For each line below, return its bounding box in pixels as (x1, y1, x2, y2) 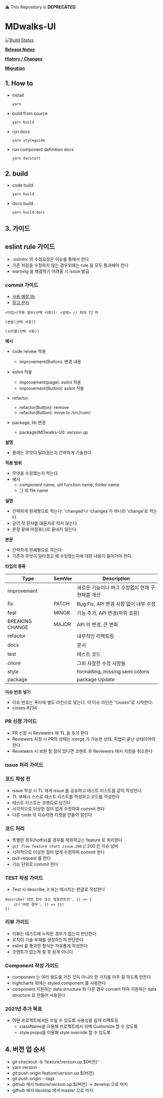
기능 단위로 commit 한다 (12, 861, 58, 867)
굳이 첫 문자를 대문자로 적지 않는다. (12, 520, 79, 526)
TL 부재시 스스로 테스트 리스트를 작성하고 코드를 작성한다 (12, 793, 120, 799)
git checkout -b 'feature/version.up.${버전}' (12, 1059, 99, 1065)
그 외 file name (19, 487, 49, 494)
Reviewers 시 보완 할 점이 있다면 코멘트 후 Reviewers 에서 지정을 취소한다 (12, 748, 153, 754)
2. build (5, 169, 28, 178)
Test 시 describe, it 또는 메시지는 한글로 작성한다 (12, 887, 105, 892)
